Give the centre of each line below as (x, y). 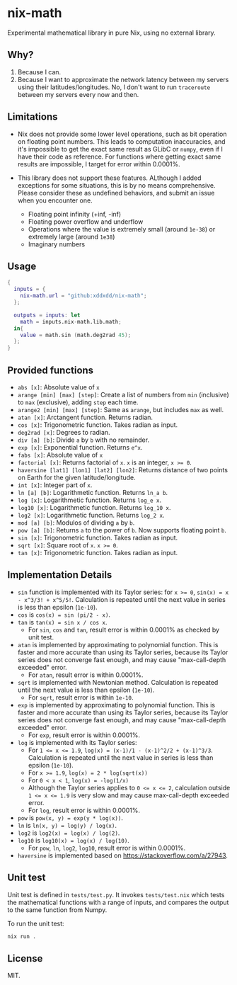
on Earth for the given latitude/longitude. (76, 477)
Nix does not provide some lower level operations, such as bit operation (122, 134)
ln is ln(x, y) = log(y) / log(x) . (67, 825)
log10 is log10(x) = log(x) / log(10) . (73, 840)
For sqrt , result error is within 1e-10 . (81, 697)
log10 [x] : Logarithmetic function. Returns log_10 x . (94, 507)
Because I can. (39, 72)
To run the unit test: (36, 923)
